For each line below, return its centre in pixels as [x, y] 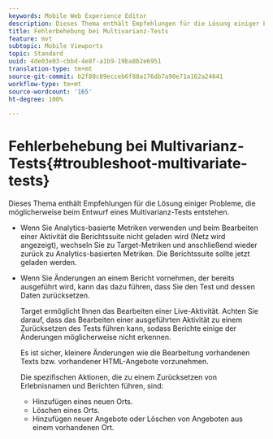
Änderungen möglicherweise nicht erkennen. [95, 337]
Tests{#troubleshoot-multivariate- [128, 164]
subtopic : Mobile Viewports [56, 46]
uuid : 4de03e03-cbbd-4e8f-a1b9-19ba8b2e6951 [85, 62]
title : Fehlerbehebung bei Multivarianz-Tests [89, 31]
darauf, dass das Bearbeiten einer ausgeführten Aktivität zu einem [131, 320]
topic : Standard [36, 54]
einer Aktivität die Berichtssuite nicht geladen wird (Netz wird [123, 237]
